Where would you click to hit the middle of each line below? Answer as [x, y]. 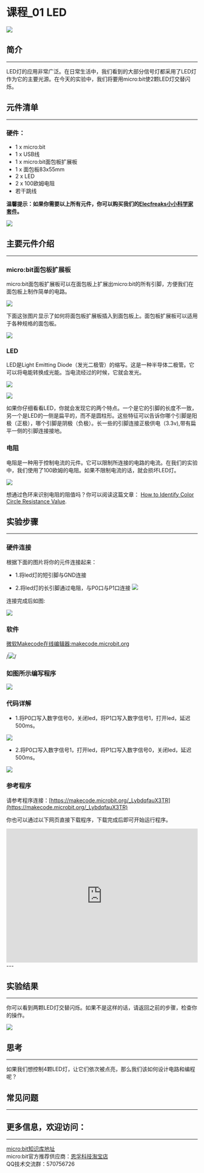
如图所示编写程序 [31, 673]
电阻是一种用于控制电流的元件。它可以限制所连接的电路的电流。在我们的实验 [102, 463]
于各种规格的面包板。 [33, 323]
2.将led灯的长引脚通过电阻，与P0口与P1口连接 [73, 588]
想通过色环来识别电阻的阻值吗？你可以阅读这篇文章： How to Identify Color [100, 494]
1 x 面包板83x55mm [40, 169]
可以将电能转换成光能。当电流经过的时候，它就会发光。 [75, 372]
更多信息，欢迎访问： [46, 1127]
